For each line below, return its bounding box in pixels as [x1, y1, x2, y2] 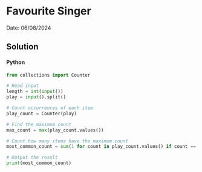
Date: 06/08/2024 [6, 24, 51, 31]
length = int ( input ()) [6, 89, 64, 95]
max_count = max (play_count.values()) [6, 127, 104, 133]
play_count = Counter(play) [6, 110, 77, 116]
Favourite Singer [6, 4, 92, 18]
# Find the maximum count [6, 121, 71, 127]
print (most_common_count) [6, 160, 71, 167]
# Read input [6, 83, 39, 89]
